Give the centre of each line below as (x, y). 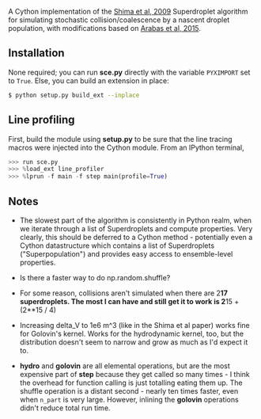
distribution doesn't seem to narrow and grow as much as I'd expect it (134, 342)
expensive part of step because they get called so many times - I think (135, 374)
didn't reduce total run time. (65, 408)
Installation (36, 53)
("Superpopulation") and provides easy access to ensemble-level (126, 253)
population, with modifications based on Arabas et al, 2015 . (105, 28)
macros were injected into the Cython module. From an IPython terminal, (127, 147)
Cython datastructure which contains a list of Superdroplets (117, 246)
